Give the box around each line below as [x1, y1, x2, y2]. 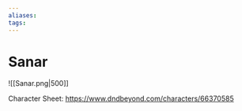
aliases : [8, 11, 37, 20]
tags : [8, 19, 26, 27]
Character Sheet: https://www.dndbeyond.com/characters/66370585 [8, 94, 235, 103]
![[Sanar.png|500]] [8, 79, 69, 88]
